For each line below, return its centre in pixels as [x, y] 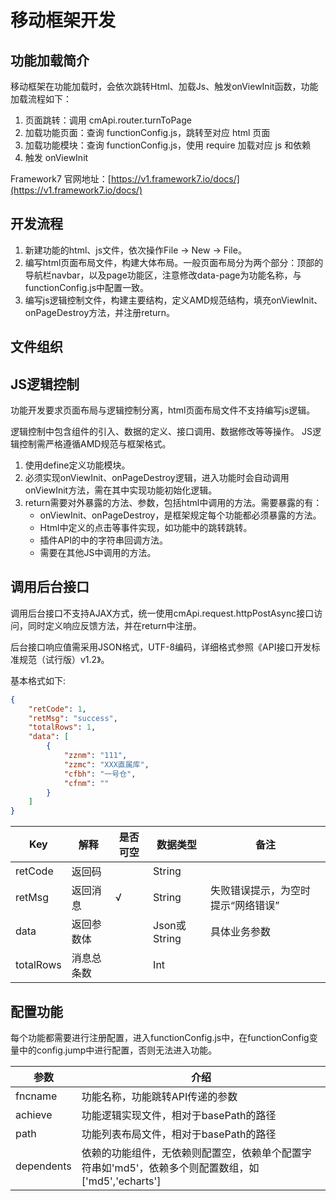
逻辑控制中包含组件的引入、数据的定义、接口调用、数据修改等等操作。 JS [161, 432]
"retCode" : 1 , [57, 709]
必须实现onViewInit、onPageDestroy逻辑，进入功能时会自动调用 [157, 478]
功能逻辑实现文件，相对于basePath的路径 [179, 1116]
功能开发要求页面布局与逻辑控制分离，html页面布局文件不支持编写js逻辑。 [163, 410]
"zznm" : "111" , [95, 756]
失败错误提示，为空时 [261, 891]
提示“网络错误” [245, 906]
